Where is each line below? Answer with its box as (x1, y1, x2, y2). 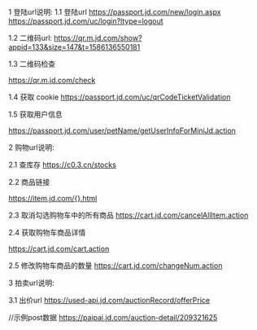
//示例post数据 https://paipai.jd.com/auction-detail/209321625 (8, 313, 218, 322)
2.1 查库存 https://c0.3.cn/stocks (8, 160, 116, 169)
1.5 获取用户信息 (8, 109, 63, 119)
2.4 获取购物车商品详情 (8, 227, 86, 237)
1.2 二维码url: (8, 33, 53, 42)
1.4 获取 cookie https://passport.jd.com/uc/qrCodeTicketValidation (8, 92, 231, 102)
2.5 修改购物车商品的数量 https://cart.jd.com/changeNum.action (8, 261, 223, 271)
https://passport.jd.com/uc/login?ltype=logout (8, 16, 164, 26)
